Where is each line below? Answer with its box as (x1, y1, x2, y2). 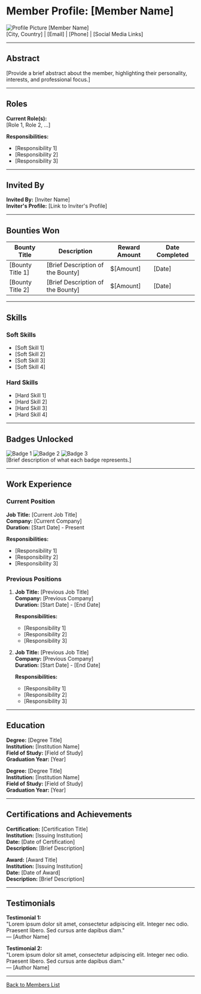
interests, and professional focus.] (6, 76, 91, 83)
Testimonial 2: (6, 945, 42, 952)
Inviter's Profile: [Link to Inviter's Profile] (6, 202, 108, 209)
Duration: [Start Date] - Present (6, 523, 85, 531)
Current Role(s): (6, 115, 47, 122)
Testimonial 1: (6, 914, 42, 921)
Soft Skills (6, 330, 36, 339)
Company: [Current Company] (6, 517, 82, 525)
